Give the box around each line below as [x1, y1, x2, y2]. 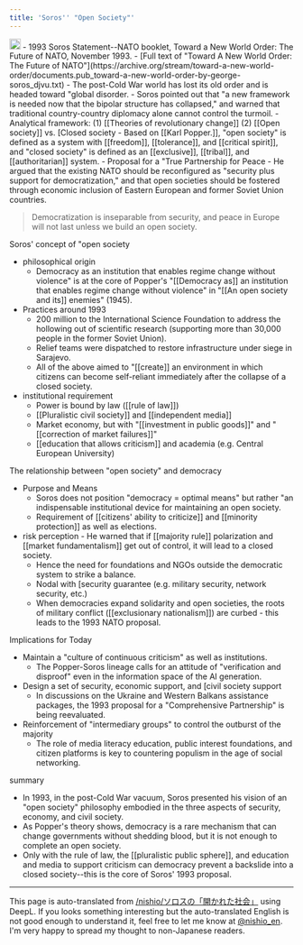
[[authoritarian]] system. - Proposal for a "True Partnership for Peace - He [9, 156, 284, 167]
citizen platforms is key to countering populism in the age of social [35, 748, 283, 758]
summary [9, 775, 45, 785]
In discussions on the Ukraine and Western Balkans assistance [35, 691, 269, 702]
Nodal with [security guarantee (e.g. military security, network [35, 579, 267, 590]
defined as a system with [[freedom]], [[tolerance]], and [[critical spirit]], [9, 137, 279, 148]
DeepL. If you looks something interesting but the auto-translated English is [9, 906, 289, 917]
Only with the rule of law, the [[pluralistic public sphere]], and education [22, 849, 289, 861]
